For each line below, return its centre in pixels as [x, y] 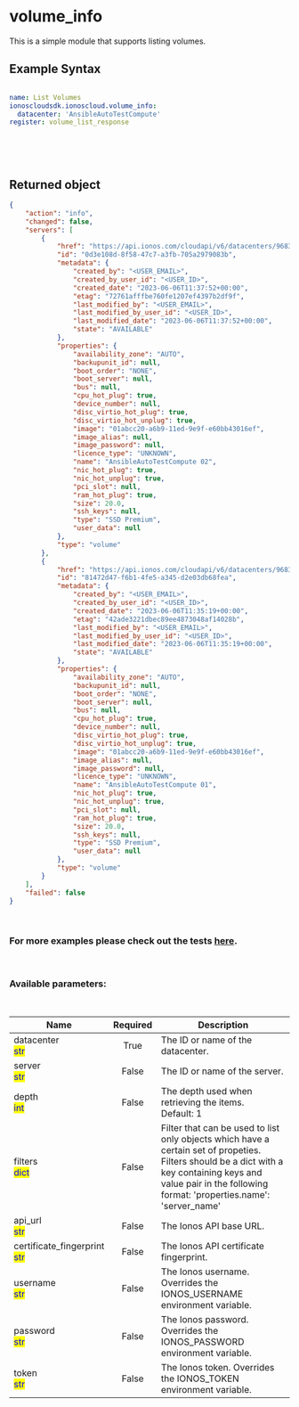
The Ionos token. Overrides [218, 1368]
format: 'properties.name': [215, 1195]
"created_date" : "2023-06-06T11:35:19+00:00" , [161, 611]
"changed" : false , [59, 221]
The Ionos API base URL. [213, 1226]
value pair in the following [214, 1184]
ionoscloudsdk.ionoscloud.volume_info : [83, 106]
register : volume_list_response [69, 122]
